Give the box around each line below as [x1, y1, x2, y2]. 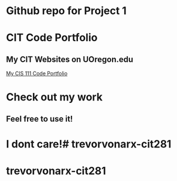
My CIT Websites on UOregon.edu [6, 54, 134, 64]
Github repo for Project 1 [6, 4, 127, 18]
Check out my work [6, 90, 103, 104]
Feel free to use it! [6, 113, 73, 124]
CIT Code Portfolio [6, 31, 98, 45]
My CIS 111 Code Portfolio [6, 70, 68, 77]
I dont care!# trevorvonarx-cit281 [6, 137, 172, 150]
